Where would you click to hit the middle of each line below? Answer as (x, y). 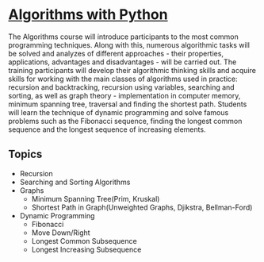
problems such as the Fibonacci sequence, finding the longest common (125, 121)
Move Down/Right (61, 233)
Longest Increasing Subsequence (86, 249)
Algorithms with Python (88, 15)
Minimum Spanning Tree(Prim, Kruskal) (96, 198)
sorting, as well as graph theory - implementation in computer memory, (124, 95)
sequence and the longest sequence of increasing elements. (107, 129)
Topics (25, 154)
